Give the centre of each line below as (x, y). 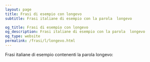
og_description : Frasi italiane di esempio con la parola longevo (75, 32)
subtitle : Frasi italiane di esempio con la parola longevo (69, 18)
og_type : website (23, 36)
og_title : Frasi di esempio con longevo (47, 27)
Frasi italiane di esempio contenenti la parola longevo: (59, 54)
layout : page (18, 9)
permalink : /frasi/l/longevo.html (40, 41)
